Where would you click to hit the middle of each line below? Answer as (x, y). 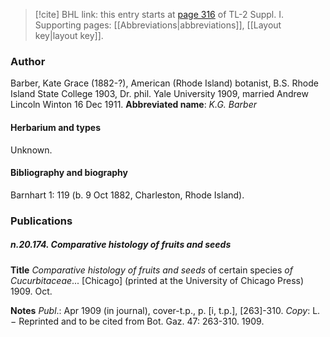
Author (28, 61)
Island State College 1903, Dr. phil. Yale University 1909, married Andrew (159, 94)
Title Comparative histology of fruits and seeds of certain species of (151, 270)
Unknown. (31, 150)
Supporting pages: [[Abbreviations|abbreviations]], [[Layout (158, 25)
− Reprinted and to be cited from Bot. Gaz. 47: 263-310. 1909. (137, 321)
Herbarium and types (56, 127)
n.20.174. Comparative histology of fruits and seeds (121, 245)
